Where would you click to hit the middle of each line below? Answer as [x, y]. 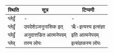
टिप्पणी [88, 10]
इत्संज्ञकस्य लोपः [86, 43]
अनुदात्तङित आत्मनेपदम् [45, 35]
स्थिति [13, 10]
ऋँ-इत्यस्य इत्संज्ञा [88, 26]
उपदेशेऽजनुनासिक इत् [43, 26]
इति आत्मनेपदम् [85, 35]
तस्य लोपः [33, 43]
